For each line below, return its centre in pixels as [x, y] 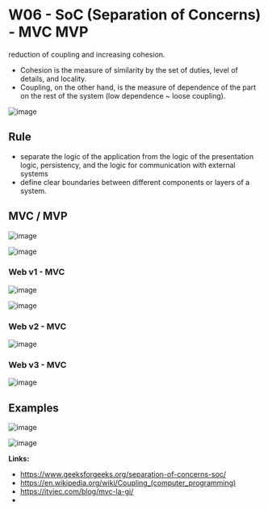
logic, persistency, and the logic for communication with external [128, 165]
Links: [19, 459]
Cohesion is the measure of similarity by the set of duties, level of [129, 70]
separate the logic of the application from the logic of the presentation [137, 156]
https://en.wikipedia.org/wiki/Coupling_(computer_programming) [128, 483]
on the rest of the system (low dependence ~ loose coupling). [123, 95]
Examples [33, 408]
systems [34, 173]
